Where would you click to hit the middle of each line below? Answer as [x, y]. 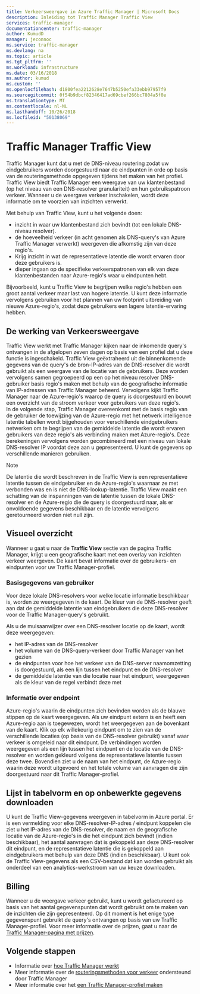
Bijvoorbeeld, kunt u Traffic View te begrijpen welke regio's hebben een [94, 287]
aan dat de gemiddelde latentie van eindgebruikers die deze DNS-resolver [97, 608]
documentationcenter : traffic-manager [54, 28]
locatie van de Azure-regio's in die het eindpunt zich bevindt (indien [90, 836]
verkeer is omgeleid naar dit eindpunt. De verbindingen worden [84, 742]
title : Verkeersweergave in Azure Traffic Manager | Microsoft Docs [93, 12]
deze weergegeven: [31, 633]
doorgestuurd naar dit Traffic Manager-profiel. [63, 774]
